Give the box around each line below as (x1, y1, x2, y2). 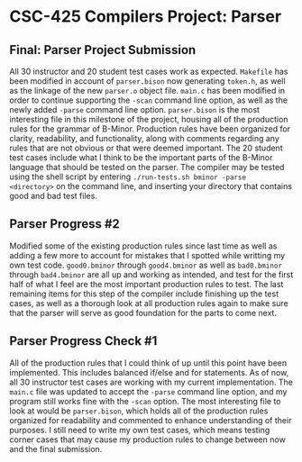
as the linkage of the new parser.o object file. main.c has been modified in (9, 86, 286, 95)
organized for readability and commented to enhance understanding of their (9, 414, 292, 425)
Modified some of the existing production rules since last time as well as (9, 240, 278, 251)
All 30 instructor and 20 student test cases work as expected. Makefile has (9, 66, 288, 77)
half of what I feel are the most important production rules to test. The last (9, 278, 284, 289)
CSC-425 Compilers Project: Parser (9, 6, 282, 27)
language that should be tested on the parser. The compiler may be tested (9, 162, 285, 172)
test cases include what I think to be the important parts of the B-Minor (9, 152, 273, 163)
